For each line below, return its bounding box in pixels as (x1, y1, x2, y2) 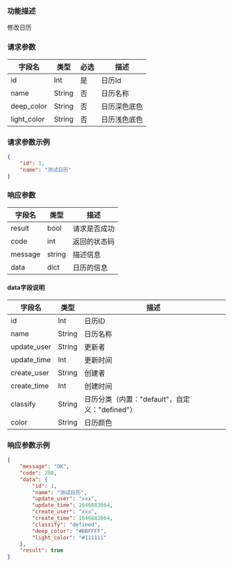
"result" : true (19, 547, 64, 554)
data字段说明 (7, 283, 45, 292)
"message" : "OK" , (19, 463, 70, 470)
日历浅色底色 (101, 115, 144, 124)
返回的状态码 (72, 236, 115, 246)
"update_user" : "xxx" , (32, 495, 98, 502)
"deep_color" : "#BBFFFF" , (32, 527, 107, 534)
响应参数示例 (7, 440, 51, 450)
